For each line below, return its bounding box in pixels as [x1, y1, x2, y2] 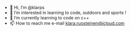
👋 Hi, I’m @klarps [9, 5, 45, 10]
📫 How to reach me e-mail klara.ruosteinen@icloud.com [9, 20, 125, 26]
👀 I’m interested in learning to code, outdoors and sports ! [9, 10, 127, 15]
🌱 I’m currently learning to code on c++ [9, 15, 89, 20]
